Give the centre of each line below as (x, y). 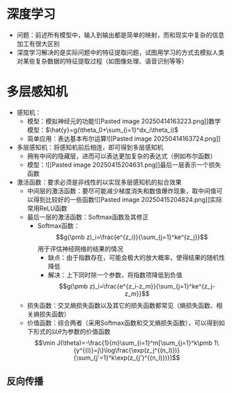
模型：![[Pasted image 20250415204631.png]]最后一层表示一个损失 (124, 164)
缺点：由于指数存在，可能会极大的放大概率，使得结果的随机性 (137, 257)
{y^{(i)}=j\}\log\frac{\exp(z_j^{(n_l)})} (127, 350)
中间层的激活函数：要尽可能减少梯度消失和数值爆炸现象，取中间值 (122, 191)
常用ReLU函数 (47, 208)
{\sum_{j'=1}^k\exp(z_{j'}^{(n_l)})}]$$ (127, 357)
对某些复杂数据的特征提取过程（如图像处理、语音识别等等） (102, 61)
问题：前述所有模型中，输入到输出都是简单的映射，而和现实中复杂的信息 (120, 35)
